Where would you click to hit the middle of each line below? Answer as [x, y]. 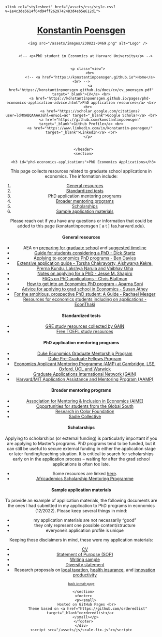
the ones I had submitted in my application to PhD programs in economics [81, 506]
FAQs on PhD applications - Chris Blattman [85, 279]
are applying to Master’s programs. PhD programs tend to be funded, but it [81, 443]
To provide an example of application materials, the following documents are [81, 501]
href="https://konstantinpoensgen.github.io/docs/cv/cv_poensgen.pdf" [81, 90]
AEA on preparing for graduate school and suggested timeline [85, 248]
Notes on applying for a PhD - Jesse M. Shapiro [85, 273]
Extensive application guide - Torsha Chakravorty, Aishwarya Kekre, [85, 263]
